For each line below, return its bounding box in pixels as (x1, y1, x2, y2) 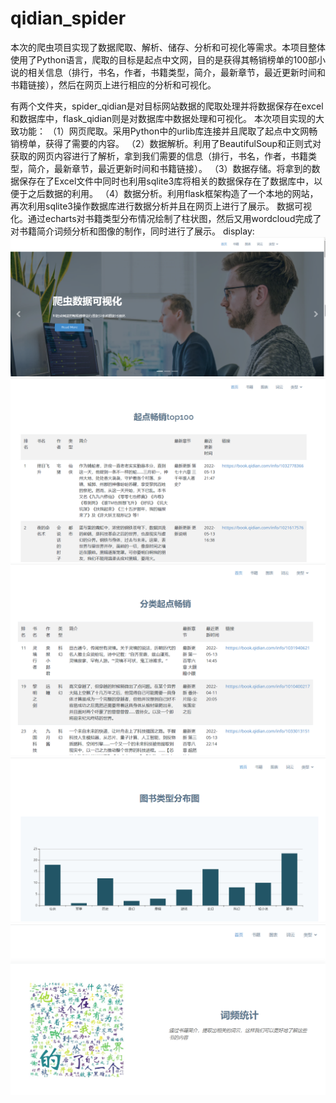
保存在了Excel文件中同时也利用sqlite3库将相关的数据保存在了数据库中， (18, 175, 315, 187)
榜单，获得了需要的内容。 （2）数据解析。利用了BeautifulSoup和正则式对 (18, 137, 322, 149)
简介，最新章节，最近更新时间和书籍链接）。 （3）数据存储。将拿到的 (27, 162, 312, 174)
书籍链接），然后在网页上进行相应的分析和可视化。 (10, 78, 217, 91)
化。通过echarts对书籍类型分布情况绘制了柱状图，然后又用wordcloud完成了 (10, 212, 322, 224)
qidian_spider (10, 7, 127, 30)
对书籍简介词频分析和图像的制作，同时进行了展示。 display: (10, 225, 255, 237)
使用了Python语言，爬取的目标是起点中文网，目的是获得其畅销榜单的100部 (10, 53, 317, 66)
